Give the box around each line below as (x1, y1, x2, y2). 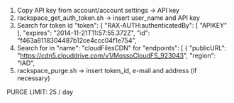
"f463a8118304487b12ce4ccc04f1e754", (16, 36, 137, 45)
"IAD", (16, 59, 35, 67)
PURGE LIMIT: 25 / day (6, 88, 74, 96)
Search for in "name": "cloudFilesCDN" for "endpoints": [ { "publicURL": (16, 44, 227, 52)
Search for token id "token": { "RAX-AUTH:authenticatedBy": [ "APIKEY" (16, 21, 228, 29)
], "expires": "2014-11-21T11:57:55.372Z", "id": (16, 28, 150, 37)
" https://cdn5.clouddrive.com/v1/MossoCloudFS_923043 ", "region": (16, 51, 216, 60)
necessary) (16, 74, 50, 82)
